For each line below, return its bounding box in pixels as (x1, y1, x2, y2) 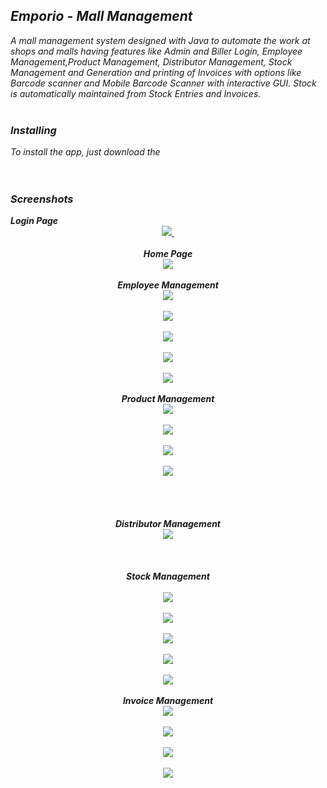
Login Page (10, 215, 59, 227)
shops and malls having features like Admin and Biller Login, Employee (10, 45, 303, 57)
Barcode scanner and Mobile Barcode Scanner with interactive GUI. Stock (10, 77, 317, 89)
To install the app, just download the (10, 146, 161, 158)
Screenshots (10, 192, 74, 206)
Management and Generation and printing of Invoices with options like (10, 66, 302, 78)
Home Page (143, 248, 193, 260)
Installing (10, 123, 57, 137)
